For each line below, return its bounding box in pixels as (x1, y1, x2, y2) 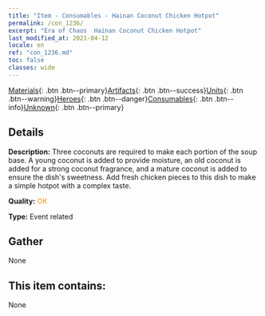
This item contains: (8, 278, 106, 292)
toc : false (8, 57, 45, 65)
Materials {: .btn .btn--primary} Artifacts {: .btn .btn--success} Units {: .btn (8, 85, 243, 95)
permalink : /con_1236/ (8, 19, 84, 27)
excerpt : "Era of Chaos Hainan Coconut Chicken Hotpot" (8, 26, 202, 34)
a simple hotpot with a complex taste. (8, 180, 132, 190)
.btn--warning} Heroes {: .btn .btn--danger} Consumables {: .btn (8, 93, 213, 104)
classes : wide (8, 64, 56, 72)
